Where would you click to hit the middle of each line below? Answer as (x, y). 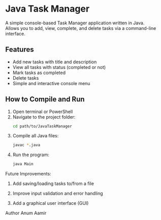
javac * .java (26, 145)
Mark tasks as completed (39, 72)
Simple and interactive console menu (51, 83)
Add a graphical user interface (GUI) (51, 203)
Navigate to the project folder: (44, 117)
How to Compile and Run (45, 99)
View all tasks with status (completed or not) (59, 67)
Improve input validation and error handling (58, 194)
